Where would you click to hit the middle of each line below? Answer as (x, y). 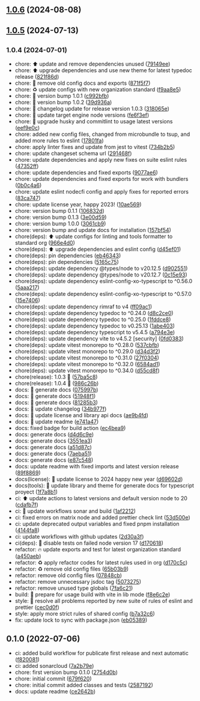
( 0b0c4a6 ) (28, 185)
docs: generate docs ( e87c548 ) (54, 460)
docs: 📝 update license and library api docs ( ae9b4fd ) (82, 415)
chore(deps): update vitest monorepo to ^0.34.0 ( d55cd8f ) (87, 370)
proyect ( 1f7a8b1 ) (36, 492)
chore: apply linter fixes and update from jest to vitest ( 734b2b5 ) (95, 147)
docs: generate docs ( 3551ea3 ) (54, 441)
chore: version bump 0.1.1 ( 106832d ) (59, 210)
